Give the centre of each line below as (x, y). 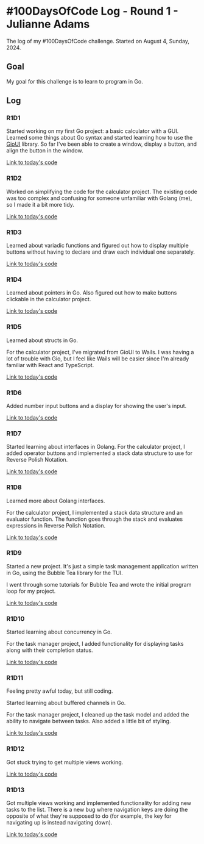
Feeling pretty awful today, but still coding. (60, 691)
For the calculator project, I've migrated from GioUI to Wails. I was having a (100, 352)
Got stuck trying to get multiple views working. (65, 762)
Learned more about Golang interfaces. (56, 501)
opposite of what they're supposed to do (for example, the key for (89, 816)
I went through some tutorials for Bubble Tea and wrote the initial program (99, 584)
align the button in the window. (45, 151)
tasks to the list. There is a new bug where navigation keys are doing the (97, 810)
